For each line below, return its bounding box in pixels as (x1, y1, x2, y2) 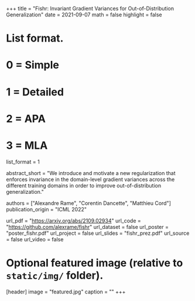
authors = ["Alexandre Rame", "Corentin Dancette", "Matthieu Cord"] (6, 199, 172, 207)
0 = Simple (6, 59, 60, 72)
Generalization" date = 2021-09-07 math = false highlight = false (6, 11, 162, 18)
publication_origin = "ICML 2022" (6, 206, 87, 213)
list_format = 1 (6, 158, 40, 165)
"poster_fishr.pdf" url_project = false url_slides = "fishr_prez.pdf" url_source (6, 230, 190, 237)
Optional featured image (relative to (6, 256, 183, 269)
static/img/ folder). (6, 269, 104, 282)
